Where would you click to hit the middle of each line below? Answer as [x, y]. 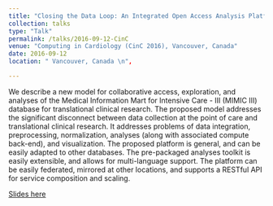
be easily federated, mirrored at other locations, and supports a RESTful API [135, 169]
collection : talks [39, 24]
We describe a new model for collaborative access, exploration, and [122, 91]
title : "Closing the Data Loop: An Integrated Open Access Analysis [127, 16]
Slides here [27, 194]
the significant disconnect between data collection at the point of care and [133, 117]
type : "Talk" [30, 31]
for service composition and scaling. [69, 178]
